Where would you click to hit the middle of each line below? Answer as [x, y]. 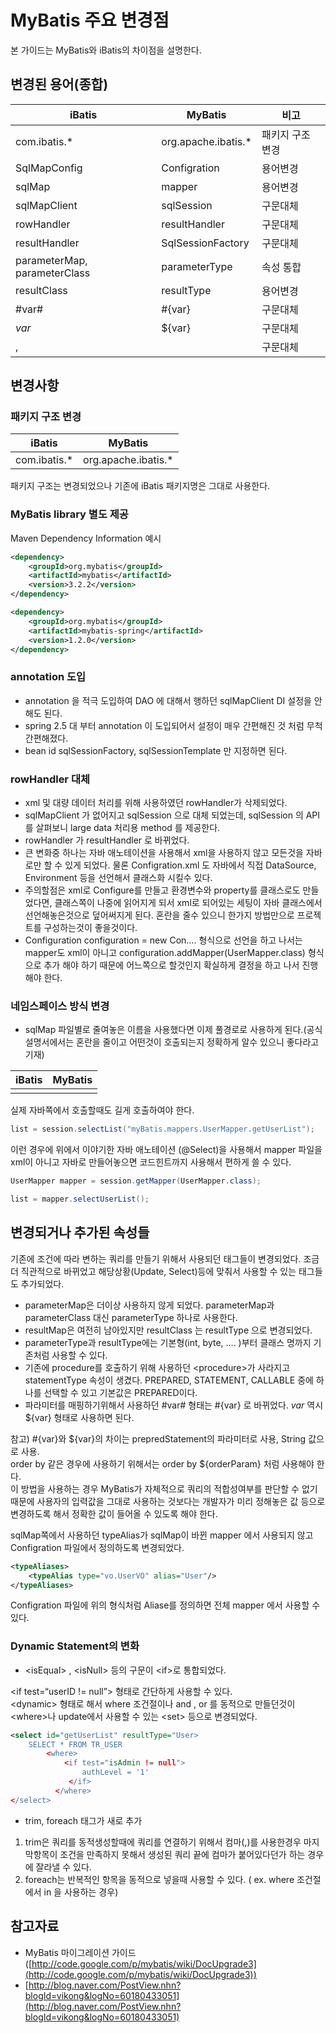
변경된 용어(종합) [59, 84]
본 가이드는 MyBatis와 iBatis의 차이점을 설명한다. [106, 50]
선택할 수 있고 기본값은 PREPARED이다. [120, 1392]
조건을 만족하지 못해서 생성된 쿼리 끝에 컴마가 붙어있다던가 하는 [182, 1854]
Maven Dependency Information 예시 [86, 538]
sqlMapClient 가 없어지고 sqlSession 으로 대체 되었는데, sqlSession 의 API [172, 815]
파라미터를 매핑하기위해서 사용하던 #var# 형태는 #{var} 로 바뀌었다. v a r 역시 [174, 1405]
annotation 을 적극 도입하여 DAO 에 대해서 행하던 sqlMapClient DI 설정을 [168, 700]
